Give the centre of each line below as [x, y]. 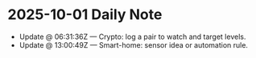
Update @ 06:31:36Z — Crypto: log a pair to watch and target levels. [132, 37]
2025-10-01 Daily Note [85, 15]
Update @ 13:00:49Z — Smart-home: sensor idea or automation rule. [134, 44]
